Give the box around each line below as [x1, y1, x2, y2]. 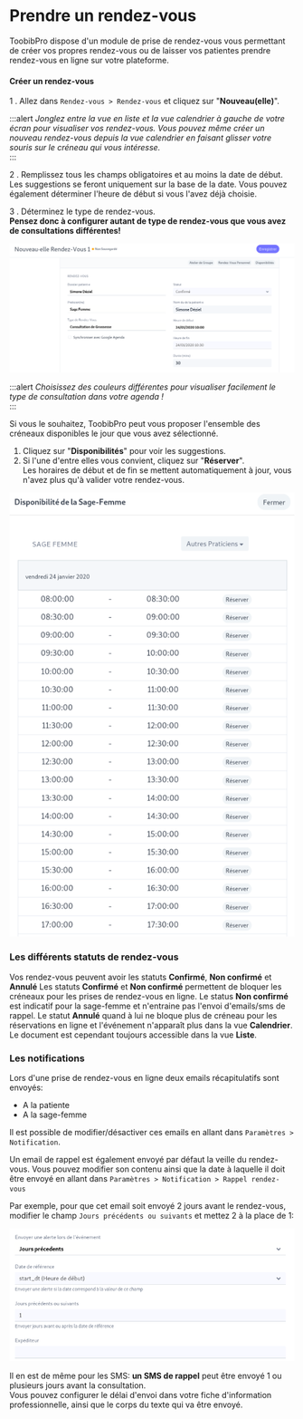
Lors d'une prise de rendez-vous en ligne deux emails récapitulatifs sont [9, 1072, 279, 1083]
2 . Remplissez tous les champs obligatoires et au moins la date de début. [9, 169, 283, 180]
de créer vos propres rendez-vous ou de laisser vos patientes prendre [9, 44, 271, 55]
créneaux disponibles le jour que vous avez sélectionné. [9, 428, 219, 439]
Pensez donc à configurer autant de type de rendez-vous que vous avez [9, 216, 287, 227]
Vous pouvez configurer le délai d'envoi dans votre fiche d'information [9, 1390, 272, 1401]
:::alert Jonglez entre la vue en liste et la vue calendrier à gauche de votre [9, 113, 285, 124]
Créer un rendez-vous [9, 75, 95, 86]
